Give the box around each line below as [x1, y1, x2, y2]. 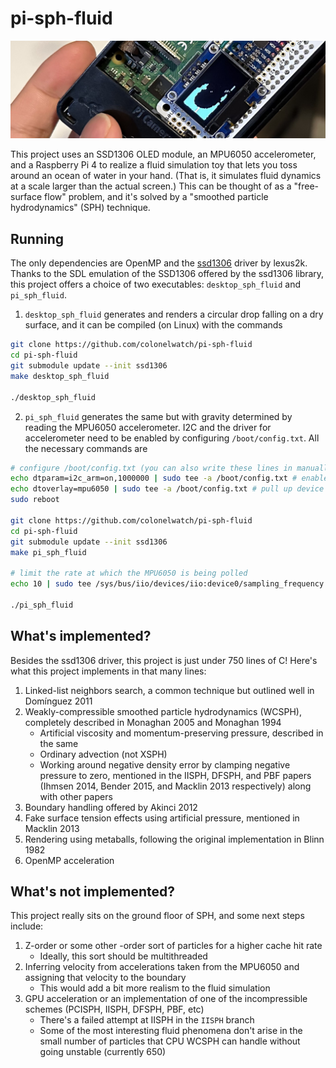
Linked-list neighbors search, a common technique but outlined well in [24, 684, 315, 696]
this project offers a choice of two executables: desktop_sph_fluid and [10, 278, 301, 291]
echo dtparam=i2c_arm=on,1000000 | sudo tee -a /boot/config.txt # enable [10, 473, 329, 484]
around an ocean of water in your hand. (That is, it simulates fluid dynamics [10, 170, 322, 182]
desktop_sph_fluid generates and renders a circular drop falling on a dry [24, 308, 324, 321]
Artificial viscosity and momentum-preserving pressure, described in [39, 727, 324, 739]
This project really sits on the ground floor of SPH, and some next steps [10, 910, 305, 922]
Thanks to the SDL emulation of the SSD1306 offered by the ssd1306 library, [10, 268, 325, 280]
